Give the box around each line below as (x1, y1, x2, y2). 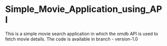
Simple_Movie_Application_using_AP (5, 3, 163, 15)
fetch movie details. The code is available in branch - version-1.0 (5, 36, 138, 42)
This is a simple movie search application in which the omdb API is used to (5, 30, 159, 36)
